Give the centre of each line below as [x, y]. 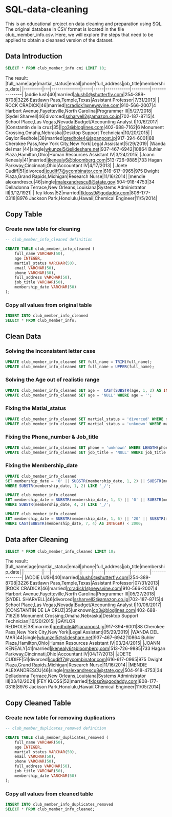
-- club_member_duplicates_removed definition [56, 729]
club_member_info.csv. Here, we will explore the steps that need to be [79, 34]
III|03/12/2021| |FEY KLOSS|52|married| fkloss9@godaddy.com [71, 681]
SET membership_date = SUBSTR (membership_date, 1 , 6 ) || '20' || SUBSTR [84, 519]
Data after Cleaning [37, 540]
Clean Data [23, 337]
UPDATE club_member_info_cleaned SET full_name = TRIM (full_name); [79, 362]
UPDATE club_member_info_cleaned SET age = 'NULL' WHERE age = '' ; [79, 395]
